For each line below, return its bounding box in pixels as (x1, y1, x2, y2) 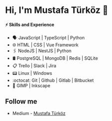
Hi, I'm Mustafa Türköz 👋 (5, 4, 109, 16)
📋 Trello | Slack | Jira (12, 63, 56, 69)
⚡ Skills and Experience (5, 21, 55, 27)
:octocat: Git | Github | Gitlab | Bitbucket (12, 77, 94, 84)
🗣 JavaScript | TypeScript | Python (12, 35, 85, 41)
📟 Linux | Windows (12, 70, 53, 76)
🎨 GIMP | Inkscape (12, 83, 51, 89)
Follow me (5, 97, 38, 106)
